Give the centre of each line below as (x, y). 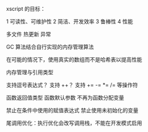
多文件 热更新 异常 (29, 34)
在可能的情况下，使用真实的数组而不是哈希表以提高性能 (74, 59)
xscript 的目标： (26, 9)
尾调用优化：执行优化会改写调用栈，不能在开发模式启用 (74, 123)
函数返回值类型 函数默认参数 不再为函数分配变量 (65, 98)
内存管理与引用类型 (30, 72)
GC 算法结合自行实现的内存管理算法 (50, 47)
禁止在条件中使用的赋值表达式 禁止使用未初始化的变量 (72, 110)
